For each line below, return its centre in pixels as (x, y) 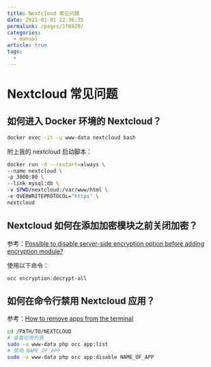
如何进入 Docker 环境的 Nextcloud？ (84, 122)
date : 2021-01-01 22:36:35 (45, 20)
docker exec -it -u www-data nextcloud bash (71, 138)
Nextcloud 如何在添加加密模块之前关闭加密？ (102, 226)
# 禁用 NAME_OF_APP (34, 351)
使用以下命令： (28, 265)
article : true (27, 45)
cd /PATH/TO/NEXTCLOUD (39, 332)
